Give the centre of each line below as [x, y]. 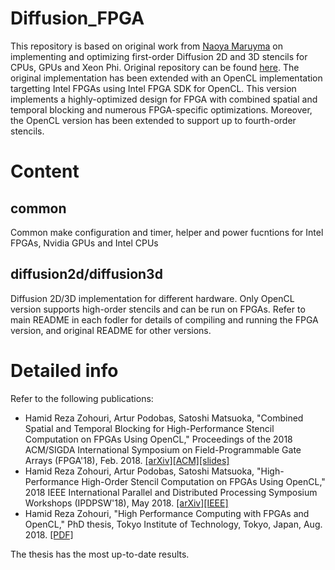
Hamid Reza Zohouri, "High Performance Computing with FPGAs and [167, 513]
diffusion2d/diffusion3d [86, 274]
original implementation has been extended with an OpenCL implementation [166, 78]
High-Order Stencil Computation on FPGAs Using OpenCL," [203, 481]
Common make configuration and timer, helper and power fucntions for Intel [167, 232]
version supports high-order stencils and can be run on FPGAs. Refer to [158, 309]
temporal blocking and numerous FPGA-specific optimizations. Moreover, [161, 109]
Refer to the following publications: [82, 398]
